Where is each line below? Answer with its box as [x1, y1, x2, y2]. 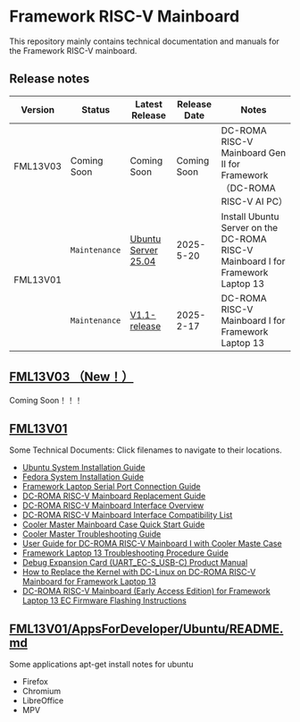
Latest [135, 98, 162, 110]
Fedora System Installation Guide [21, 471, 145, 482]
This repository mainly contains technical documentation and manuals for [9, 36, 279, 47]
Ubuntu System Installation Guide [21, 463, 146, 473]
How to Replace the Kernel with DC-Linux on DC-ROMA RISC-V [21, 566, 256, 578]
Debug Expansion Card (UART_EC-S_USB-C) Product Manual [21, 557, 248, 568]
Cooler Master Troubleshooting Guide [21, 529, 162, 539]
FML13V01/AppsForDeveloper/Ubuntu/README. [9, 621, 284, 636]
